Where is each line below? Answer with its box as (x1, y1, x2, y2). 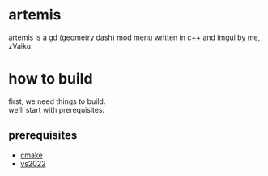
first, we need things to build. (8, 96, 106, 106)
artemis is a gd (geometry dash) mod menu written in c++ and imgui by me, (8, 32, 261, 42)
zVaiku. (8, 41, 33, 50)
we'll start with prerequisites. (8, 105, 105, 114)
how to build (8, 70, 93, 88)
